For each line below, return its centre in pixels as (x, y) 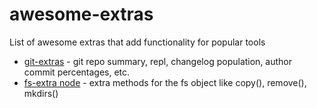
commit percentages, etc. (77, 72)
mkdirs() (41, 93)
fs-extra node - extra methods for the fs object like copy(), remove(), (165, 82)
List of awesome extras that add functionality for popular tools (137, 42)
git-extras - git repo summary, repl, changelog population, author (158, 61)
